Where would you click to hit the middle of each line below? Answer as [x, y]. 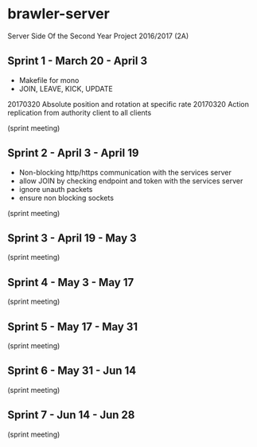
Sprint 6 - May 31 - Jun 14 [72, 371]
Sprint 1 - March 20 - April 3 [78, 61]
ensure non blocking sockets [66, 198]
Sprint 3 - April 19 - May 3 [72, 238]
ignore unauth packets [56, 189]
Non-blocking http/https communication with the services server [125, 172]
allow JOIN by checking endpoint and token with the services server [131, 181]
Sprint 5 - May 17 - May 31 [73, 326]
